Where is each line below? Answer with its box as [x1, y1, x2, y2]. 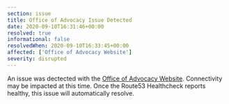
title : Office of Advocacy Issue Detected [7, 17, 132, 24]
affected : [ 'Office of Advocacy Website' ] [7, 49, 132, 56]
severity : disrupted [7, 55, 68, 62]
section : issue [7, 10, 52, 17]
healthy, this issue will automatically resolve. [7, 89, 134, 97]
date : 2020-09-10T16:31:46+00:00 [7, 23, 104, 30]
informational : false [7, 36, 70, 43]
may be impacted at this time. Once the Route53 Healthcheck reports [7, 81, 206, 90]
